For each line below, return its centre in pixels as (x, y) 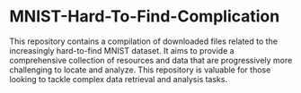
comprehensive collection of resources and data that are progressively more (151, 60)
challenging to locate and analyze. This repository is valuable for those (140, 70)
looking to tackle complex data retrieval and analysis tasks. (118, 79)
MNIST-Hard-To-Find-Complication (145, 17)
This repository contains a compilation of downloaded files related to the (144, 41)
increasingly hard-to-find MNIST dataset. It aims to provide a (122, 50)
